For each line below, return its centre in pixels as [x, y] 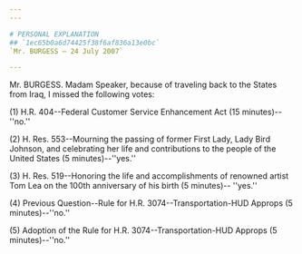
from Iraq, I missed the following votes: [82, 94]
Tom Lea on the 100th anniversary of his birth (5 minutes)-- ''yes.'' [133, 186]
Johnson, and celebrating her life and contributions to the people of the [143, 149]
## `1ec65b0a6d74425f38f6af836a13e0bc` [85, 43]
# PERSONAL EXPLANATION [54, 34]
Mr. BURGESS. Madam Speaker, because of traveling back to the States [143, 85]
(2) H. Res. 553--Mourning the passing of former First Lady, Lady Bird [140, 139]
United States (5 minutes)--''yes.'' [73, 159]
